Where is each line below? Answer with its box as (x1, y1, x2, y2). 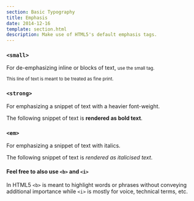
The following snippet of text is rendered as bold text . (6, 114, 143, 122)
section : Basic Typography (6, 9, 75, 15)
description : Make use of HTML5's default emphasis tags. (6, 32, 157, 38)
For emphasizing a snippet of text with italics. (6, 142, 121, 150)
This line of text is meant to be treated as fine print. (6, 76, 114, 82)
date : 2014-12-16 (6, 20, 51, 26)
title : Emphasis (6, 15, 48, 21)
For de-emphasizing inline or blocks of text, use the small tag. (6, 64, 155, 71)
